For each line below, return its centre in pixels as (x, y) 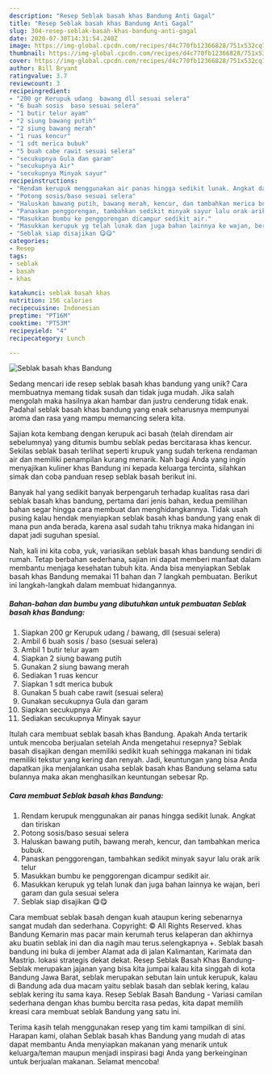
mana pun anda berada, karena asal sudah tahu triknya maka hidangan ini (132, 527)
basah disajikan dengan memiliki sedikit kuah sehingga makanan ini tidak (131, 751)
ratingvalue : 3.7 (38, 76)
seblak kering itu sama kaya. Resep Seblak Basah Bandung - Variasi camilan (136, 995)
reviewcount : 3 (35, 83)
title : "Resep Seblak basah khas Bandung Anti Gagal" (102, 23)
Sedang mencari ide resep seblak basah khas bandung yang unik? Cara (129, 384)
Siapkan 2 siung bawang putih (71, 658)
